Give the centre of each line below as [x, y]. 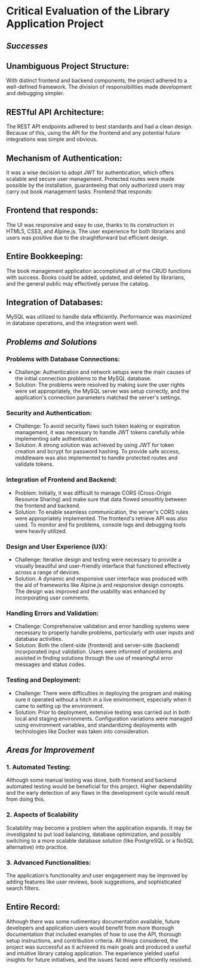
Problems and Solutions [52, 342]
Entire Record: [33, 907]
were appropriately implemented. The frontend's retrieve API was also [101, 518]
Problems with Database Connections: [63, 359]
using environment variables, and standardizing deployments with [96, 725]
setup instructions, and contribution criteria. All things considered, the [92, 940]
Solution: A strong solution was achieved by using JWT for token [94, 445]
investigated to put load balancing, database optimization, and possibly [94, 834]
